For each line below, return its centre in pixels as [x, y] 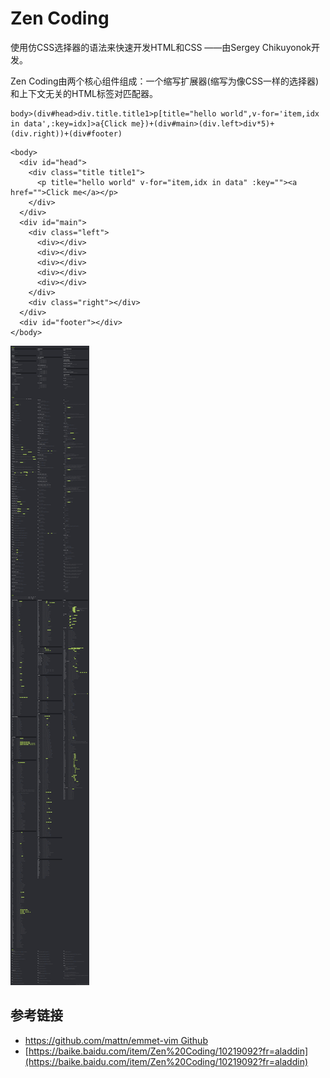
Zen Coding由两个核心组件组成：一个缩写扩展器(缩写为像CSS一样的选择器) [165, 81]
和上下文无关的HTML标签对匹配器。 [84, 93]
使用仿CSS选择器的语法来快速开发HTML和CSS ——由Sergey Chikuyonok [161, 47]
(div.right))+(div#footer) [66, 133]
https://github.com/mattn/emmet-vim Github [116, 1040]
